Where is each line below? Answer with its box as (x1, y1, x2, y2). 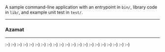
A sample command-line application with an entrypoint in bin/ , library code (5, 4, 158, 10)
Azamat (5, 26, 25, 33)
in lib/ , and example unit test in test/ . (5, 9, 83, 15)
